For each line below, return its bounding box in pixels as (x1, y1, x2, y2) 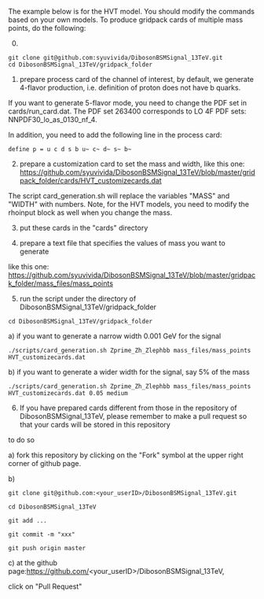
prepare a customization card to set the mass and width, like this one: (19, 159, 245, 168)
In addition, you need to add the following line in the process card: (8, 130, 222, 139)
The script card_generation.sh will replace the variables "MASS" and (8, 191, 230, 200)
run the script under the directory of (19, 294, 137, 303)
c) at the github (8, 558, 57, 568)
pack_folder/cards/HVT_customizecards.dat (19, 176, 163, 185)
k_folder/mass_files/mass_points (8, 279, 114, 288)
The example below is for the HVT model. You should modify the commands (8, 7, 255, 16)
